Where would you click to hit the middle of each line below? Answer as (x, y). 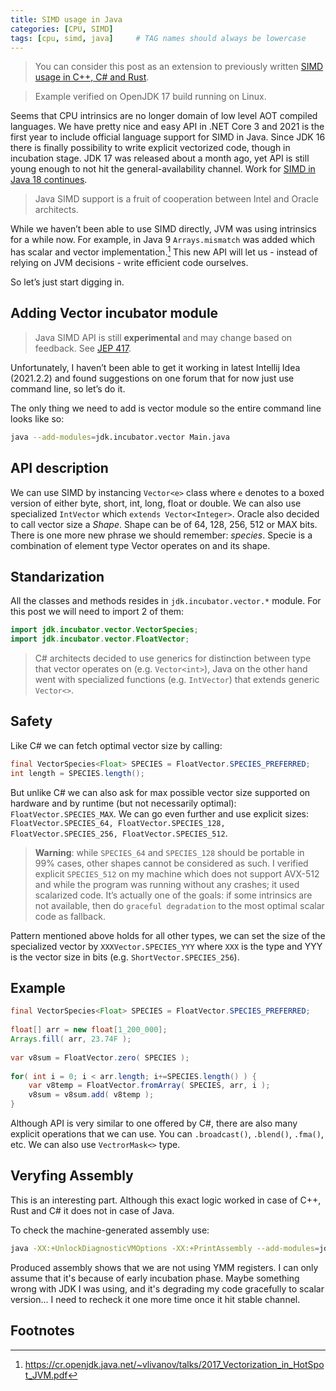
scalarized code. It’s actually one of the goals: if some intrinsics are (173, 895)
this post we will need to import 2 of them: (97, 612)
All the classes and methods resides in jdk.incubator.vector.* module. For (166, 601)
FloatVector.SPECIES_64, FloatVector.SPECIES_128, (118, 823)
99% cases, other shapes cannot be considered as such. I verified (171, 863)
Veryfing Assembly (72, 1176)
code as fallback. (70, 916)
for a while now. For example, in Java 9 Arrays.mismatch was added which (163, 240)
